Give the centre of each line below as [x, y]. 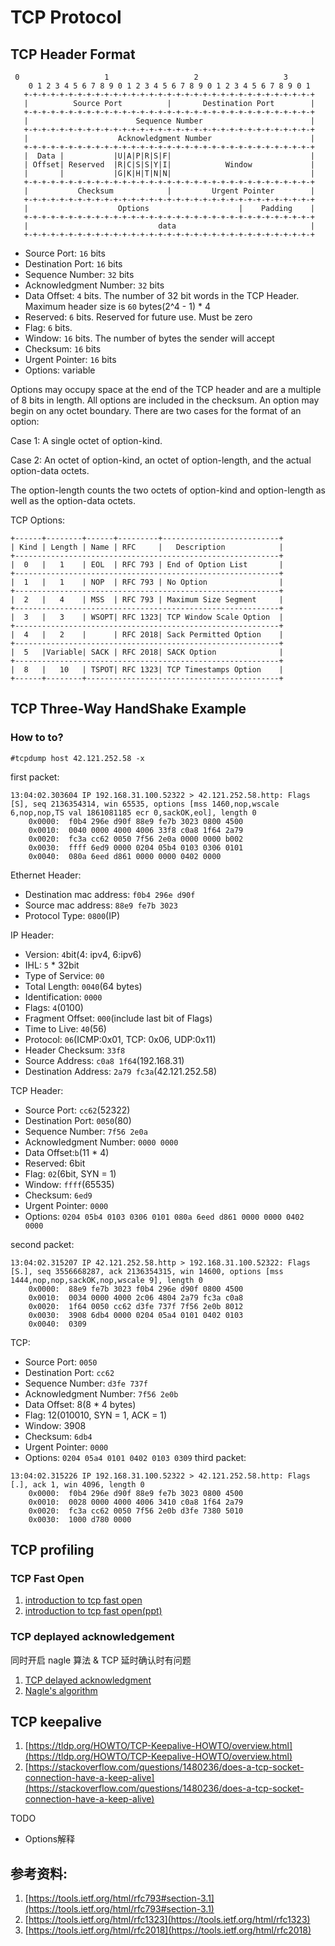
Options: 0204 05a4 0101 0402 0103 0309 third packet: [135, 1457]
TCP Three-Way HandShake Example [128, 709]
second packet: [42, 1244]
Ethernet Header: [46, 875]
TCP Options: [38, 520]
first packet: [35, 777]
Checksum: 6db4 [58, 1436]
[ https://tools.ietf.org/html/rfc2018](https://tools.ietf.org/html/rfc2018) [168, 1930]
